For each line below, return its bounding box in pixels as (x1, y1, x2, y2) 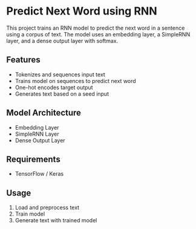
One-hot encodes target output (15, 84, 93, 91)
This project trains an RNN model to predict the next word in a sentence (6, 24, 185, 32)
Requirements (6, 154, 60, 164)
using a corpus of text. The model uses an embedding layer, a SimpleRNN (6, 30, 191, 38)
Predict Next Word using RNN (6, 4, 157, 18)
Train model (15, 210, 45, 217)
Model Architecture (6, 108, 82, 118)
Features (6, 55, 41, 65)
